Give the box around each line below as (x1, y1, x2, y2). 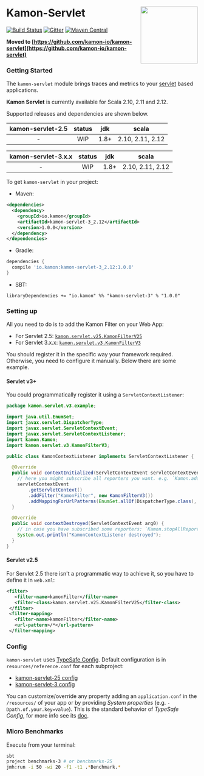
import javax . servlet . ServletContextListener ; (6, 431, 126, 437)
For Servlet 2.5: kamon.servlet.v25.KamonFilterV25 (15, 333, 143, 340)
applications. (6, 86, 38, 94)
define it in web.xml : (6, 576, 55, 584)
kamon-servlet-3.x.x (9, 152, 73, 161)
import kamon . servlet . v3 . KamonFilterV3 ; (6, 442, 110, 448)
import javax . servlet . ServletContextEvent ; (6, 425, 118, 432)
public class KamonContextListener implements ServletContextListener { (6, 453, 194, 459)
